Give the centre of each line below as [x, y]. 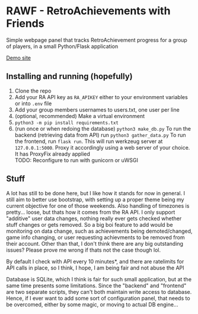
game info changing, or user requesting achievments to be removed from [95, 237]
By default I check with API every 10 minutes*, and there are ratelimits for [95, 261]
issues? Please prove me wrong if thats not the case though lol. [84, 250]
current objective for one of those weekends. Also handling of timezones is [98, 205]
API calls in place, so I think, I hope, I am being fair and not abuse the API [95, 268]
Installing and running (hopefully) [69, 76]
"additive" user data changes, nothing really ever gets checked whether [94, 218]
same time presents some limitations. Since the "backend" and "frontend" [96, 286]
